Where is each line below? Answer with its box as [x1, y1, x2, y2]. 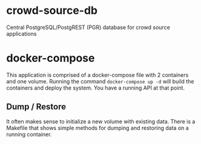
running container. [6, 131, 52, 138]
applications [6, 30, 37, 37]
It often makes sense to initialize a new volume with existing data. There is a [6, 117, 196, 125]
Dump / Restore [6, 102, 67, 112]
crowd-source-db [6, 4, 98, 18]
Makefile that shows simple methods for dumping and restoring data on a [6, 124, 189, 131]
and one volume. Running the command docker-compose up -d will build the [6, 77, 194, 85]
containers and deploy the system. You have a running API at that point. [6, 84, 185, 91]
